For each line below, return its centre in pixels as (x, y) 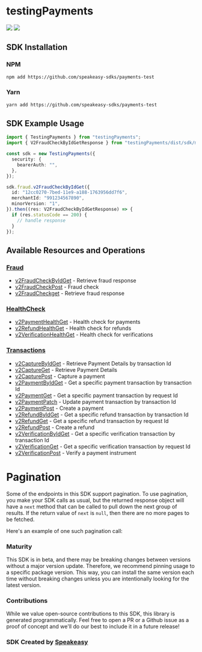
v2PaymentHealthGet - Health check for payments (78, 322)
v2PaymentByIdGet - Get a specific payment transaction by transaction (103, 382)
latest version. (24, 585)
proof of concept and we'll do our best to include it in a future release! (93, 627)
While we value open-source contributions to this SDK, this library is (91, 614)
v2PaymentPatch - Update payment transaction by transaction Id (95, 401)
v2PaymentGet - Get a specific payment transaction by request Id (96, 395)
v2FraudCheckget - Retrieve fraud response (70, 293)
